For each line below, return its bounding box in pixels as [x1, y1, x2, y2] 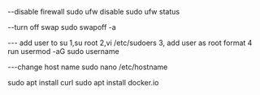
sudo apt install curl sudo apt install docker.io [7, 78, 159, 87]
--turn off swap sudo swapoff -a [7, 23, 117, 31]
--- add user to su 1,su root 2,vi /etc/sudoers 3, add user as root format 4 [7, 38, 253, 47]
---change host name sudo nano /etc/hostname [7, 62, 168, 72]
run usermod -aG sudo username [7, 47, 119, 56]
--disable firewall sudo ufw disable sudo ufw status [7, 7, 180, 16]
